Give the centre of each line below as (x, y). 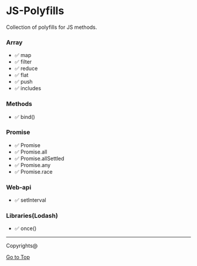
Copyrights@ (22, 246)
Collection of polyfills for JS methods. (52, 27)
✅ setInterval (30, 200)
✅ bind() (25, 117)
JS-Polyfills (35, 11)
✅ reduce (26, 68)
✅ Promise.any (33, 165)
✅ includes (28, 88)
